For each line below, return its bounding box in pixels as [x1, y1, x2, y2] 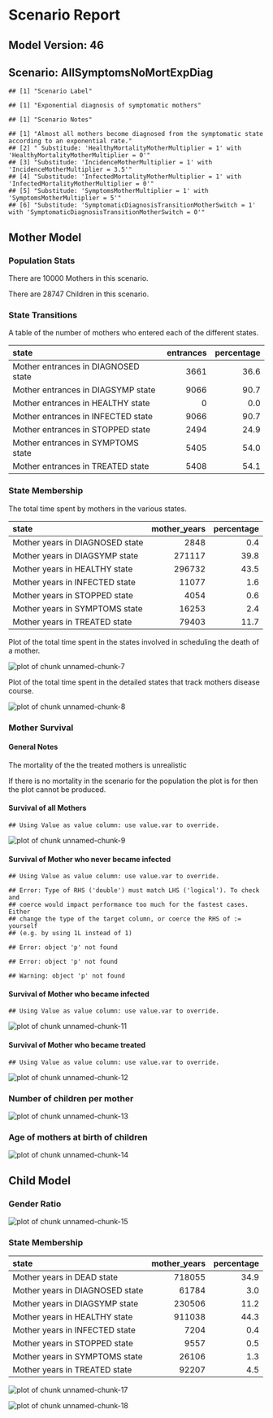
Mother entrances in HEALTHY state [12, 397, 150, 409]
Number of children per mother [8, 1092, 134, 1104]
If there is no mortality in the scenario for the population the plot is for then [8, 776, 258, 786]
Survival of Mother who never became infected [8, 854, 171, 864]
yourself [8, 922, 38, 930]
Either [8, 908, 31, 917]
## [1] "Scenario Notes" [8, 116, 93, 124]
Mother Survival [8, 722, 74, 733]
